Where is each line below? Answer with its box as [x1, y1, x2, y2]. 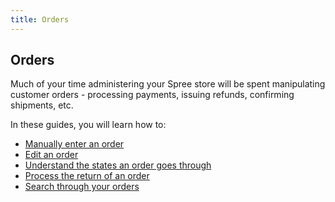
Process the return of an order [24, 170, 150, 182]
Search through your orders [24, 181, 140, 193]
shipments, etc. [10, 99, 74, 111]
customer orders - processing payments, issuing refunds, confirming [10, 89, 295, 101]
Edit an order [24, 149, 79, 161]
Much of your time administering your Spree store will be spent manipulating [10, 78, 326, 90]
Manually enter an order [24, 138, 125, 150]
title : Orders [10, 14, 70, 25]
